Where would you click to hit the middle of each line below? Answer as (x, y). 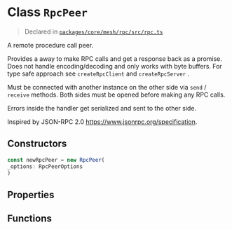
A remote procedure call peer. (50, 45)
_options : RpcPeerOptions (45, 166)
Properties (31, 194)
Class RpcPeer (47, 12)
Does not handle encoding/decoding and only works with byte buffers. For (115, 66)
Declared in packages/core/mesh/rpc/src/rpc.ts (94, 32)
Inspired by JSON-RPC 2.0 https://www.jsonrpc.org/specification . (102, 122)
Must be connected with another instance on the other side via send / (107, 87)
